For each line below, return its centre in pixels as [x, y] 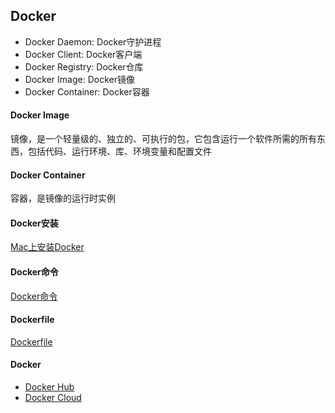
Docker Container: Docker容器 [87, 91]
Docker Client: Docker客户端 [83, 54]
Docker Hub [49, 387]
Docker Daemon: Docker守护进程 [93, 41]
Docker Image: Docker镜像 [79, 79]
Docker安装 [34, 223]
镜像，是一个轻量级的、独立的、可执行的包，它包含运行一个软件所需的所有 [163, 139]
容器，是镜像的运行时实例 [63, 198]
